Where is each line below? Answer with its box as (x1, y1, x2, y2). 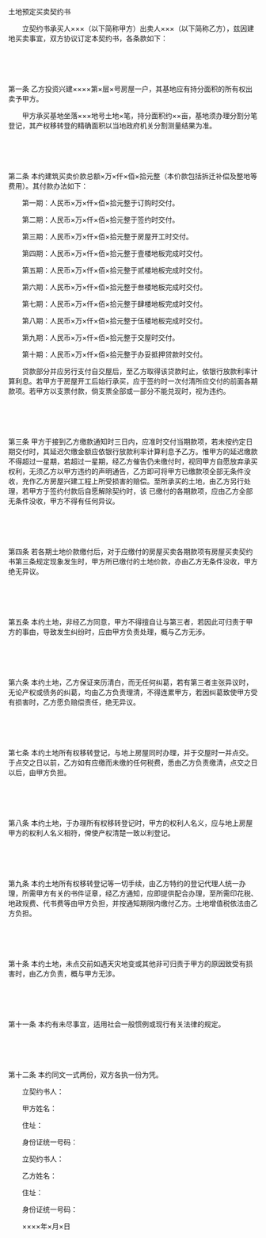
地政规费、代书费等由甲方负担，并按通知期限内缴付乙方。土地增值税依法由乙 (8, 899, 258, 907)
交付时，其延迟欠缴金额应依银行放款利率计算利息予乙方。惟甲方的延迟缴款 (14, 447, 258, 456)
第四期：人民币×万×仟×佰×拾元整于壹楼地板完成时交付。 (21, 249, 207, 258)
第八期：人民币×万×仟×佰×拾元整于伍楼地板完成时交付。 (21, 316, 207, 325)
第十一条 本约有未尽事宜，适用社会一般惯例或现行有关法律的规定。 (8, 1019, 226, 1029)
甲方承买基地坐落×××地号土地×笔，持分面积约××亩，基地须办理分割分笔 (21, 111, 258, 120)
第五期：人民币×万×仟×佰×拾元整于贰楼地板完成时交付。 (21, 266, 207, 275)
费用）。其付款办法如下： (8, 181, 89, 190)
